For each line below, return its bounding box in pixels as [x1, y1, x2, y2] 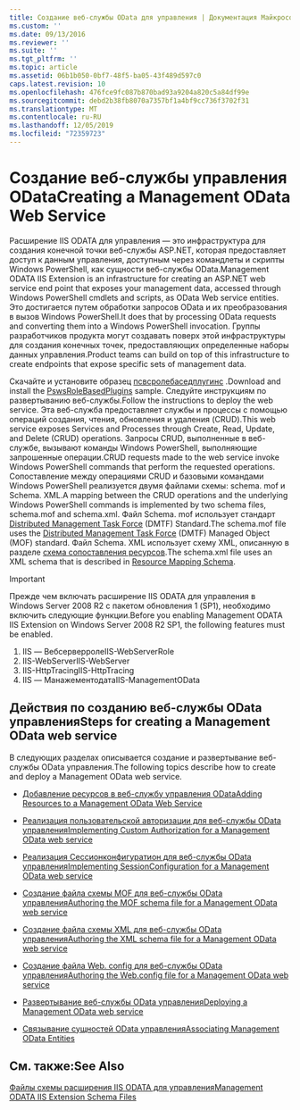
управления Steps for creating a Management [9, 714, 271, 730]
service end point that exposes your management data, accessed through [9, 282, 281, 293]
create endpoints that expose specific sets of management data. [9, 358, 247, 369]
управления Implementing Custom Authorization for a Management [21, 824, 271, 835]
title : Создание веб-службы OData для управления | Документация [9, 13, 257, 22]
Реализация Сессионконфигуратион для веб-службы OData [21, 851, 252, 862]
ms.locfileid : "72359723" [9, 129, 105, 138]
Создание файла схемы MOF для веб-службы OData [21, 888, 223, 898]
